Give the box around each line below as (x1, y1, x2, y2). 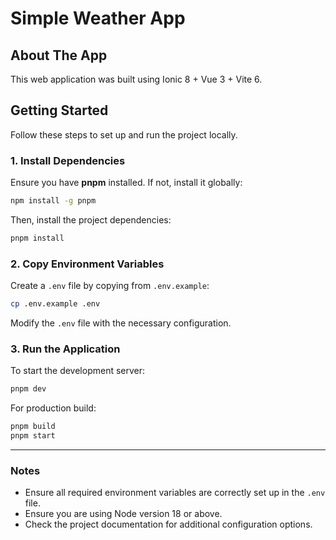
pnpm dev (10, 384, 47, 394)
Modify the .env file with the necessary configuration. (10, 317, 232, 329)
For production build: (10, 402, 97, 414)
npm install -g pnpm (10, 196, 97, 206)
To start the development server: (10, 365, 146, 377)
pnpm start (10, 431, 56, 441)
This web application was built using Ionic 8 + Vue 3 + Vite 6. (10, 73, 263, 85)
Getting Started (10, 102, 109, 119)
